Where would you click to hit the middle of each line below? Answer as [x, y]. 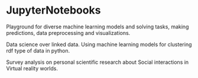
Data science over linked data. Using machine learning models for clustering [99, 44]
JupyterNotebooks [53, 10]
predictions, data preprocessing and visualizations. [68, 32]
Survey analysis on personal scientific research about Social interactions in [98, 62]
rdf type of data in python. [38, 50]
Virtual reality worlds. [32, 68]
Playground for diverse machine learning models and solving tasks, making [98, 27]
